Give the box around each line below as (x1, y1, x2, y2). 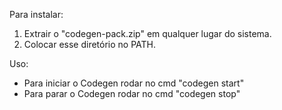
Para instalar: (9, 9, 64, 20)
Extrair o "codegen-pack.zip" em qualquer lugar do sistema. (23, 28, 272, 39)
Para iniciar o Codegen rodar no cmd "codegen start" (23, 77, 245, 89)
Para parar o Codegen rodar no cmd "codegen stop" (23, 88, 241, 99)
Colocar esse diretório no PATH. (23, 39, 157, 50)
